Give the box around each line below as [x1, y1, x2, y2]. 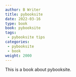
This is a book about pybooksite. [5, 67, 72, 73]
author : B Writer [5, 7, 41, 12]
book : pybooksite [5, 26, 41, 31]
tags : [5, 30, 16, 35]
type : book [5, 21, 28, 26]
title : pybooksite [5, 12, 43, 17]
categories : [5, 39, 30, 44]
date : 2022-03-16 [5, 16, 41, 21]
